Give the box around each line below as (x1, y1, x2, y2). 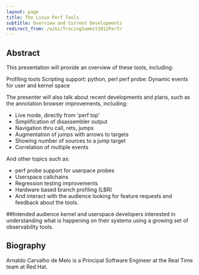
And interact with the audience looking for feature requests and (14, 193, 173, 200)
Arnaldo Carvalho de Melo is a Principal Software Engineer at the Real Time (6, 256, 194, 264)
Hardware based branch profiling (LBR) (14, 186, 112, 193)
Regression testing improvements (14, 180, 98, 187)
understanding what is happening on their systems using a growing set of (6, 217, 188, 224)
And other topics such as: (6, 155, 70, 162)
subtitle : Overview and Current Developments (6, 20, 122, 26)
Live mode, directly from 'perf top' (14, 112, 100, 119)
